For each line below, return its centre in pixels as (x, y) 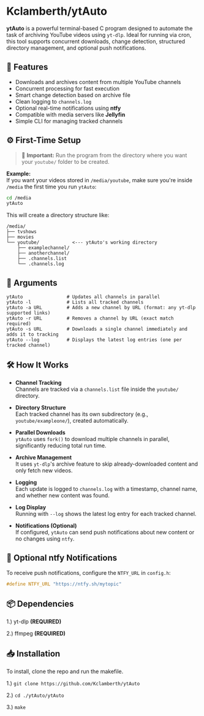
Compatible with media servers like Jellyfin (70, 114)
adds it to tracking (33, 335)
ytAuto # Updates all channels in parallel (83, 297)
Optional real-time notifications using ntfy (68, 108)
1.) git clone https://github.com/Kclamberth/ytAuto (73, 683)
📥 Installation (33, 654)
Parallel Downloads (40, 432)
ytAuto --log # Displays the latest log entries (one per (94, 340)
